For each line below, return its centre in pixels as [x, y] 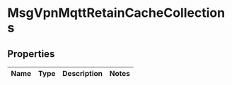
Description [82, 73]
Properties [31, 54]
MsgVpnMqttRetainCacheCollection [116, 13]
